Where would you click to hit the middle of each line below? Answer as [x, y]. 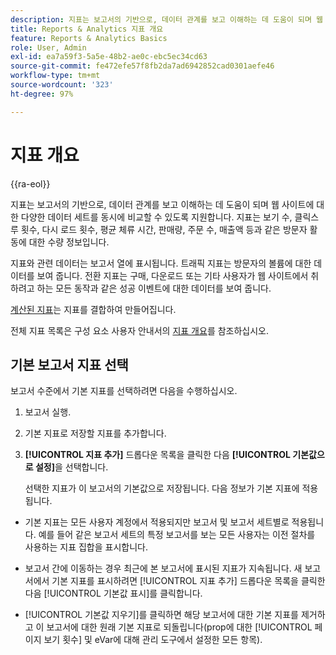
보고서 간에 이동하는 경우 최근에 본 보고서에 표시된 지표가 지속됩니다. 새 [163, 568]
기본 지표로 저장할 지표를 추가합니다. [95, 433]
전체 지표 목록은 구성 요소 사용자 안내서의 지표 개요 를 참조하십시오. [140, 330]
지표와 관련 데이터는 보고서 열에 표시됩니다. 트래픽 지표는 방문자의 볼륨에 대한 [161, 263]
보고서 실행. [48, 412]
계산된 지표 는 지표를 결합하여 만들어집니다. [93, 309]
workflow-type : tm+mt [55, 76]
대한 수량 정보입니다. [69, 242]
